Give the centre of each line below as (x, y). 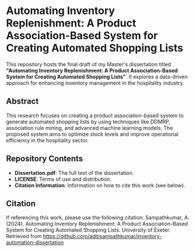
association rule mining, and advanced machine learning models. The (90, 128)
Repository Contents (45, 159)
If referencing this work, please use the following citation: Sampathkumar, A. (98, 218)
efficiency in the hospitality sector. (48, 140)
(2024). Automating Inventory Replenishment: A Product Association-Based (97, 224)
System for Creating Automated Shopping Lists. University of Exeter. (88, 230)
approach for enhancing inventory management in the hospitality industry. (95, 82)
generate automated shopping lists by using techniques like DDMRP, (88, 122)
